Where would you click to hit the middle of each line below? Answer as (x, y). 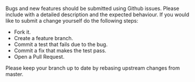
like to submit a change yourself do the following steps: (72, 21)
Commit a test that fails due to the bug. (61, 44)
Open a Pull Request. (39, 57)
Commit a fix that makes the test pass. (60, 51)
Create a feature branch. (43, 38)
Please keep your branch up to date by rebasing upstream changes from (93, 68)
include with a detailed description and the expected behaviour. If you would (97, 15)
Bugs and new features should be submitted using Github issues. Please (92, 8)
